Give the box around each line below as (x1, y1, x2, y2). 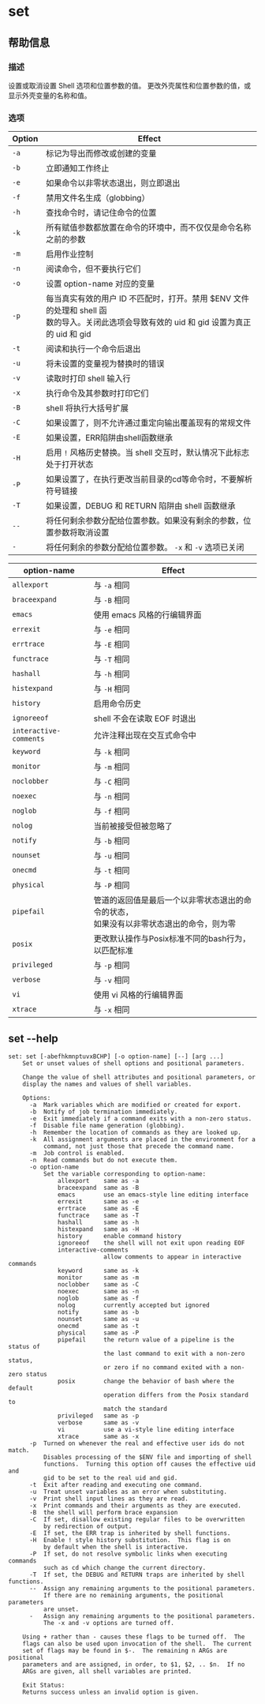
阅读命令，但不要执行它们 (46, 264, 141, 275)
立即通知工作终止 (46, 163, 110, 174)
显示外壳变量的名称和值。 (8, 90, 91, 100)
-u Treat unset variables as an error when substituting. (28, 1488, 227, 1496)
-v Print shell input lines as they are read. (28, 1495, 189, 1503)
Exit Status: (22, 1681, 65, 1689)
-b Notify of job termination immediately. (28, 1108, 178, 1116)
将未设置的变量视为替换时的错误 (46, 358, 165, 370)
